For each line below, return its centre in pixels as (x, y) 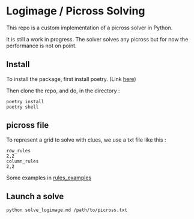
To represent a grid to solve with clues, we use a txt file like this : (86, 140)
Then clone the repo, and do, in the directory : (63, 91)
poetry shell (23, 107)
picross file (28, 125)
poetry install (25, 101)
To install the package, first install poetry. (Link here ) (71, 79)
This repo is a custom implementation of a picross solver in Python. (89, 28)
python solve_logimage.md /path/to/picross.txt (67, 210)
